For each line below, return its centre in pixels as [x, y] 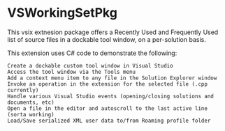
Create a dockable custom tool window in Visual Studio [90, 65]
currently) [23, 90]
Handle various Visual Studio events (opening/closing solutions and [111, 96]
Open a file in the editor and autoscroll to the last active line [108, 108]
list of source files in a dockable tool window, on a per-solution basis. [107, 39]
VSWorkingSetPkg [62, 13]
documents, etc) [31, 102]
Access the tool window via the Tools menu [72, 72]
